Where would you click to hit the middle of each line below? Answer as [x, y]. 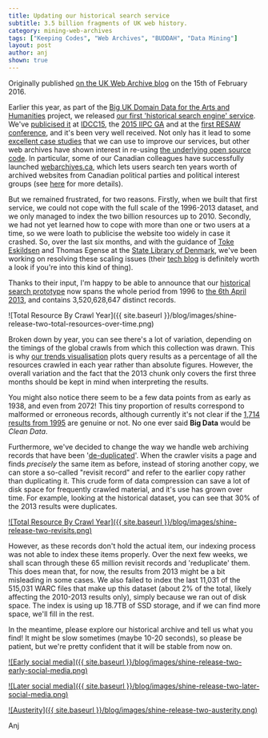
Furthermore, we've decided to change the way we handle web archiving [129, 447]
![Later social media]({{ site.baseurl [67, 686]
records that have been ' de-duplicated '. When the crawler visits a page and [133, 455]
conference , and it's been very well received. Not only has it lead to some [130, 132]
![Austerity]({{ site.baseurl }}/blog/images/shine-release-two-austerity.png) [133, 710]
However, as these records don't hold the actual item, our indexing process [132, 546]
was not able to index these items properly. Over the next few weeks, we [128, 554]
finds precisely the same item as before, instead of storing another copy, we [134, 463]
